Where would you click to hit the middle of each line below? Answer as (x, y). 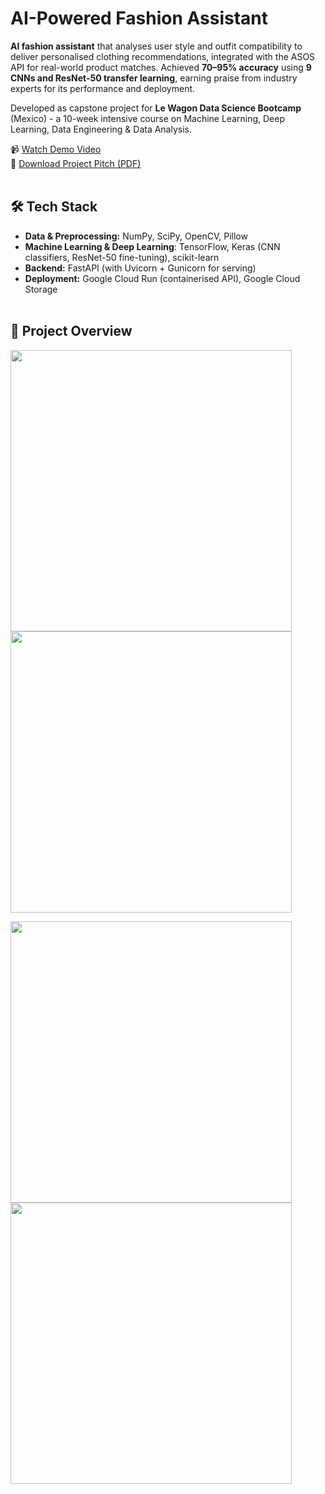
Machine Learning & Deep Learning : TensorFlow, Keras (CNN (152, 246)
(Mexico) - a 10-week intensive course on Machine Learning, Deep (148, 118)
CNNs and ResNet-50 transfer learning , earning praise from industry (154, 78)
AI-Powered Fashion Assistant (139, 18)
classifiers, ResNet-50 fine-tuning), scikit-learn (122, 257)
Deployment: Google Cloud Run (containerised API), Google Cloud (162, 278)
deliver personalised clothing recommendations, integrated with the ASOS (163, 56)
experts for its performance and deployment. (103, 88)
